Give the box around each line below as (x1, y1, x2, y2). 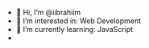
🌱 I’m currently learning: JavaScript (15, 25, 134, 34)
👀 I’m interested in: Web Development (15, 16, 141, 26)
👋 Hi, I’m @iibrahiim (15, 8, 81, 17)
